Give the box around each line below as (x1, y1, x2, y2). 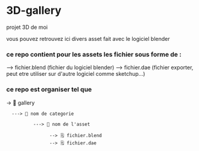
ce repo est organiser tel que (6, 85, 92, 94)
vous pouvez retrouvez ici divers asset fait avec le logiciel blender (6, 35, 170, 42)
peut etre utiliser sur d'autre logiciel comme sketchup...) (6, 70, 146, 78)
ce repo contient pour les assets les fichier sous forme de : (6, 50, 182, 58)
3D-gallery (6, 4, 62, 17)
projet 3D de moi (6, 23, 48, 31)
